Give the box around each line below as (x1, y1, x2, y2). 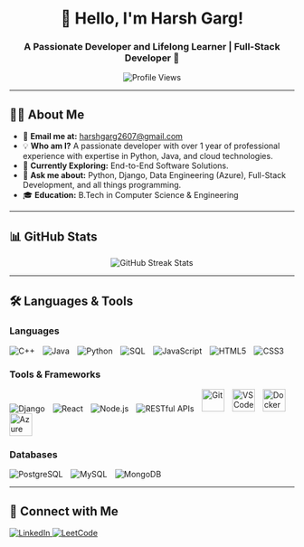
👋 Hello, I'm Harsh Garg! (60, 8, 244, 29)
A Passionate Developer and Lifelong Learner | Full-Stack (24, 41, 280, 53)
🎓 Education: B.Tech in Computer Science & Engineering (22, 190, 239, 201)
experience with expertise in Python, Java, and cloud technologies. (22, 151, 273, 162)
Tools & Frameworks (9, 368, 101, 381)
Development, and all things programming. (22, 180, 182, 191)
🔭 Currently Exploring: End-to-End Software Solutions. (22, 160, 229, 171)
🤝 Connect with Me (9, 504, 119, 519)
